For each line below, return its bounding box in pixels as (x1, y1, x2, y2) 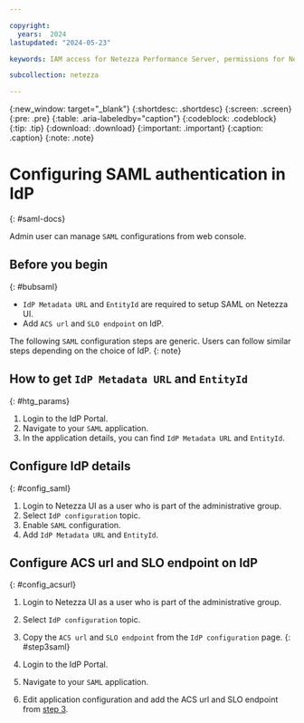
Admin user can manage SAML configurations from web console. (9, 231, 247, 242)
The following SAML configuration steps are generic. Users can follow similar (9, 335, 291, 346)
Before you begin (9, 257, 109, 273)
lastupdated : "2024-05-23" (9, 38, 111, 47)
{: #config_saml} (9, 482, 71, 494)
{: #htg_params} (9, 395, 71, 406)
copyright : (9, 21, 51, 30)
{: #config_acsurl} (9, 579, 77, 590)
